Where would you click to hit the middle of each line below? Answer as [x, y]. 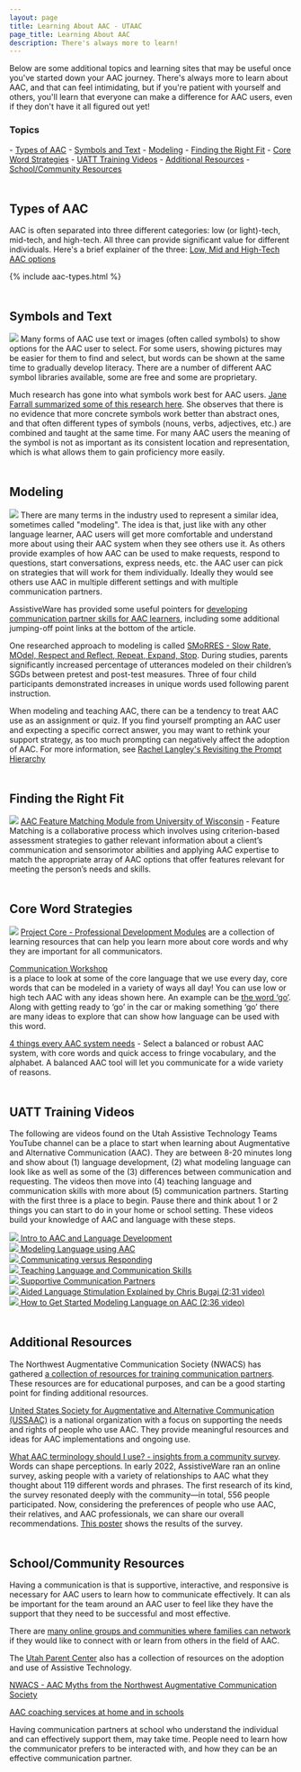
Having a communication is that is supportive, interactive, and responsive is [149, 1585]
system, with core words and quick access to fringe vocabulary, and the [143, 1053]
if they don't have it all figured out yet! [80, 107]
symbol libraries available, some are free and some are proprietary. [133, 377]
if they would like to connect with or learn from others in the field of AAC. [145, 1641]
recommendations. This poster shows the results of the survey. [126, 1523]
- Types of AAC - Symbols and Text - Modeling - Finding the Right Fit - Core [150, 149]
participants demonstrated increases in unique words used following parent [149, 683]
